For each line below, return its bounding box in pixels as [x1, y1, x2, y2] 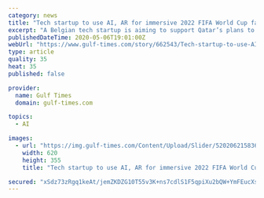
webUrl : [8, 41, 34, 49]
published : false [8, 70, 65, 78]
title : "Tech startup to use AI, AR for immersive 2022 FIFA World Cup [8, 19, 247, 27]
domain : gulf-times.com [15, 99, 93, 107]
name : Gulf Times [15, 91, 72, 99]
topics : [8, 113, 34, 121]
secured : [8, 178, 37, 185]
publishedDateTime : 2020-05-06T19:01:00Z [8, 33, 146, 42]
